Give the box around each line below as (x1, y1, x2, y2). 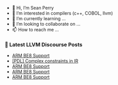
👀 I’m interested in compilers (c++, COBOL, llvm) (12, 10, 113, 16)
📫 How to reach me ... (12, 27, 59, 32)
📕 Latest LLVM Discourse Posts (5, 41, 83, 48)
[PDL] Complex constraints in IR (12, 58, 79, 64)
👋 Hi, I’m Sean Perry (12, 5, 54, 11)
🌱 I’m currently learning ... (12, 16, 66, 21)
